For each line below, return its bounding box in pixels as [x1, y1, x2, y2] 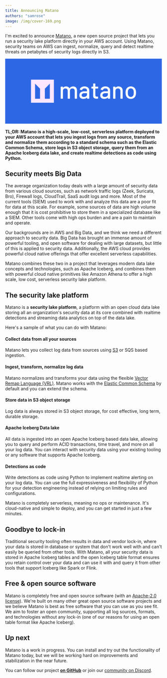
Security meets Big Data [5, 169, 82, 178]
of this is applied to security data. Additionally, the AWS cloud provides [5, 245, 151, 252]
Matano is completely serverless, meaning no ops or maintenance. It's [5, 500, 149, 506]
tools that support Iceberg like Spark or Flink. [5, 565, 98, 571]
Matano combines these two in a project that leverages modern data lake [5, 260, 155, 267]
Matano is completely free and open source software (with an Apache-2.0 [5, 593, 157, 599]
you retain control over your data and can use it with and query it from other [5, 560, 161, 566]
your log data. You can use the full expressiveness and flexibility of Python [5, 480, 158, 486]
